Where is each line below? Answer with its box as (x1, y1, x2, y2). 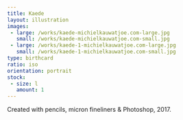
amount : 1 (16, 86, 45, 93)
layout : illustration (7, 16, 69, 23)
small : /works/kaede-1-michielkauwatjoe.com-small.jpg (16, 49, 176, 56)
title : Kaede (7, 10, 45, 17)
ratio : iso (7, 61, 38, 68)
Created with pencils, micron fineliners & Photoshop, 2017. (7, 106, 171, 114)
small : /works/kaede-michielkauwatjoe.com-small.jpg (16, 36, 170, 43)
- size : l (10, 80, 38, 87)
